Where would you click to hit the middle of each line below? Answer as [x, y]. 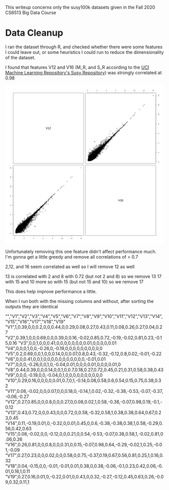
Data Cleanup [34, 33]
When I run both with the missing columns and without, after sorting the [79, 301]
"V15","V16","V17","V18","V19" [35, 321]
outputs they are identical [32, 306]
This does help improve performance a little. [51, 291]
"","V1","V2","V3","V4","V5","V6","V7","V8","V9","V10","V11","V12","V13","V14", [84, 316]
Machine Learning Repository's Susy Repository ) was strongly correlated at [83, 72]
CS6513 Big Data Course [31, 13]
